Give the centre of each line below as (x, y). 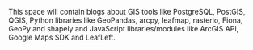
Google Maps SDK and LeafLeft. (62, 37)
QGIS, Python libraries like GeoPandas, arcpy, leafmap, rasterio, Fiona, (126, 20)
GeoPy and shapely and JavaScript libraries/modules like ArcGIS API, (124, 29)
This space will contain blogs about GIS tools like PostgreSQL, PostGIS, (127, 12)
